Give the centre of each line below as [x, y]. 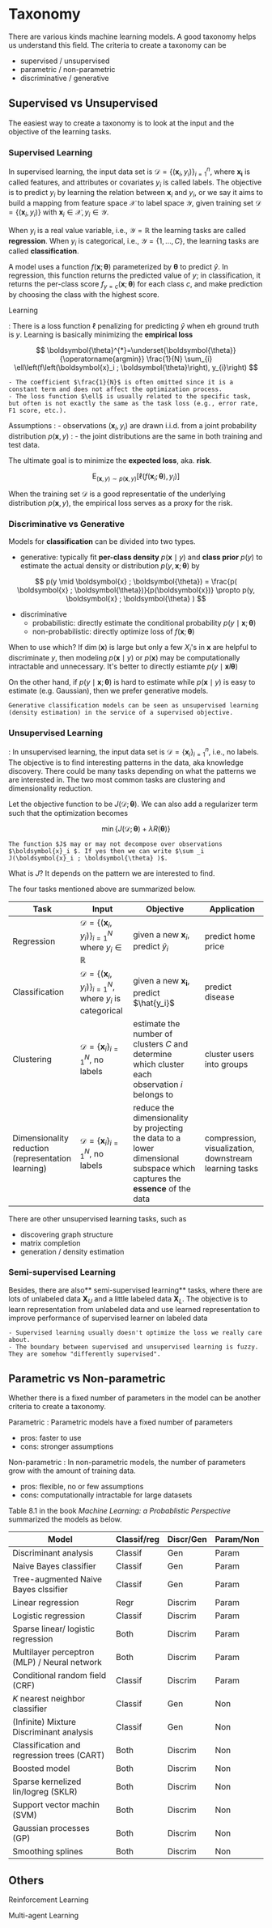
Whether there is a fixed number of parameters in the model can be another [135, 1398]
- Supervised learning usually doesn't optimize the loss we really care [136, 1332]
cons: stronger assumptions [67, 1446]
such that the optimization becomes [68, 813]
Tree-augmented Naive [57, 1579]
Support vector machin [56, 1805]
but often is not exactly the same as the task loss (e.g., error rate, [134, 404]
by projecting [158, 1127]
